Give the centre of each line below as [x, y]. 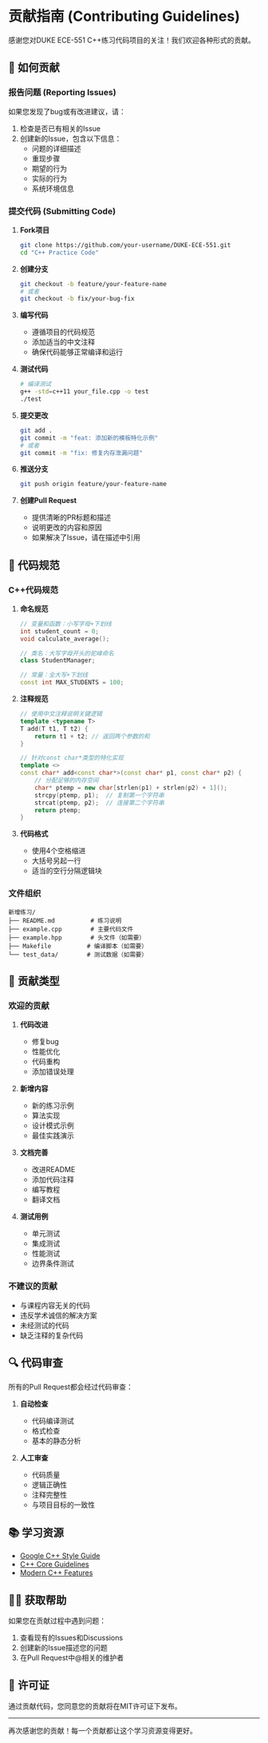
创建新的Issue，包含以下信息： [71, 138]
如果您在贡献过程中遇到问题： [57, 1621]
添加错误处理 [53, 1071]
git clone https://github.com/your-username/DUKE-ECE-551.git [125, 245]
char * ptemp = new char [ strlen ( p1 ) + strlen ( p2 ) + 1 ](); [131, 788]
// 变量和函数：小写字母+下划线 [66, 624]
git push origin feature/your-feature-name [93, 485]
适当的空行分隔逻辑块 [67, 871]
